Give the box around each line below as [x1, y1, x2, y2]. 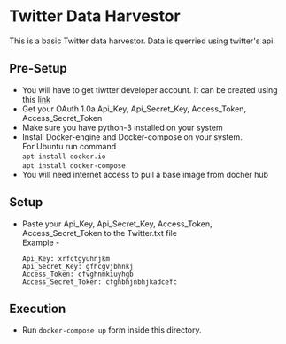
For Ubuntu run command [21, 141, 117, 151]
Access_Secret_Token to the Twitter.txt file [21, 227, 177, 238]
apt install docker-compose [21, 161, 126, 170]
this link [21, 94, 51, 104]
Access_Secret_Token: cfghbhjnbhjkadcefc [21, 277, 177, 287]
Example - [21, 237, 60, 248]
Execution [9, 301, 66, 316]
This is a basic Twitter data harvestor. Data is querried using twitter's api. [9, 35, 276, 46]
